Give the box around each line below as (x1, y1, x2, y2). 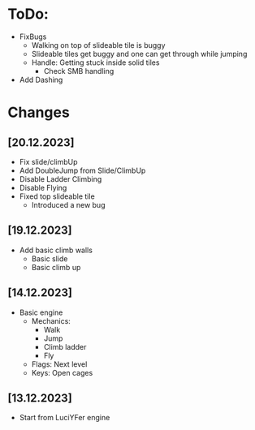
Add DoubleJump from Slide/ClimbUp (19, 166, 146, 175)
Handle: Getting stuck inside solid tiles (31, 58, 160, 67)
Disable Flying (19, 183, 67, 192)
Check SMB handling (43, 66, 115, 75)
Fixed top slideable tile (19, 191, 95, 201)
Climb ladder (43, 342, 87, 351)
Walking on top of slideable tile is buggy (31, 40, 166, 49)
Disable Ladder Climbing (19, 174, 102, 183)
